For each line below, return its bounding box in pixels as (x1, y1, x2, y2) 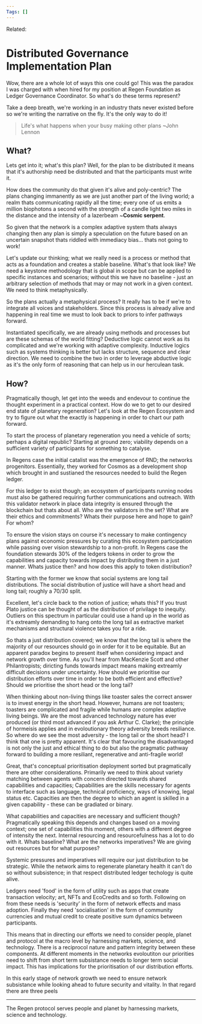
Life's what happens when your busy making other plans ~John (20, 122, 179, 129)
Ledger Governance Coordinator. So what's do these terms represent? (6, 92, 180, 100)
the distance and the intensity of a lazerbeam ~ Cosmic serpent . (6, 212, 165, 219)
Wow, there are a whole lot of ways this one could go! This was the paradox (6, 79, 194, 86)
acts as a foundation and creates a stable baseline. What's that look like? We (6, 261, 196, 268)
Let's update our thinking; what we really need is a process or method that (6, 254, 191, 262)
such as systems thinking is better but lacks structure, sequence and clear (6, 348, 191, 356)
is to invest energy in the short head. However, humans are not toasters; (6, 700, 185, 707)
